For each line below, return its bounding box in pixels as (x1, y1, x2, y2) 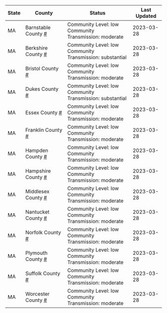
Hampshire (25, 167, 51, 174)
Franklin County (25, 127, 63, 133)
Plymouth (25, 249, 48, 256)
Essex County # (25, 109, 62, 116)
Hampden (25, 147, 49, 154)
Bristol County (25, 65, 59, 72)
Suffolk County (25, 270, 61, 277)
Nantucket (25, 209, 50, 215)
